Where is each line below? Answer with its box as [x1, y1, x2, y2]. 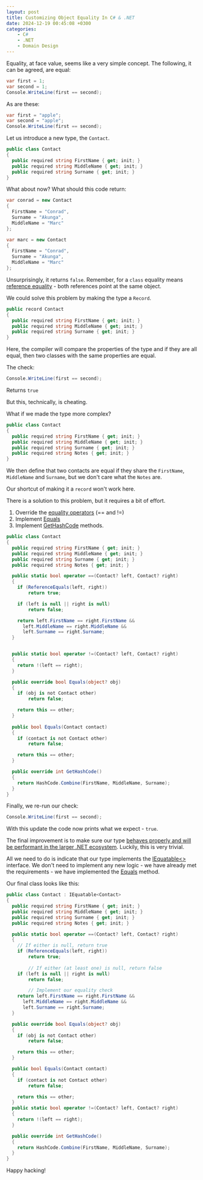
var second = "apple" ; [6, 118, 64, 124]
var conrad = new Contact [6, 197, 72, 204]
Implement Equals [15, 516, 61, 523]
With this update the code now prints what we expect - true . [6, 825, 158, 833]
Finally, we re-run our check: [6, 802, 79, 809]
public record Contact [6, 306, 64, 312]
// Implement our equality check [28, 987, 113, 993]
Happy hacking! [6, 1167, 46, 1174]
